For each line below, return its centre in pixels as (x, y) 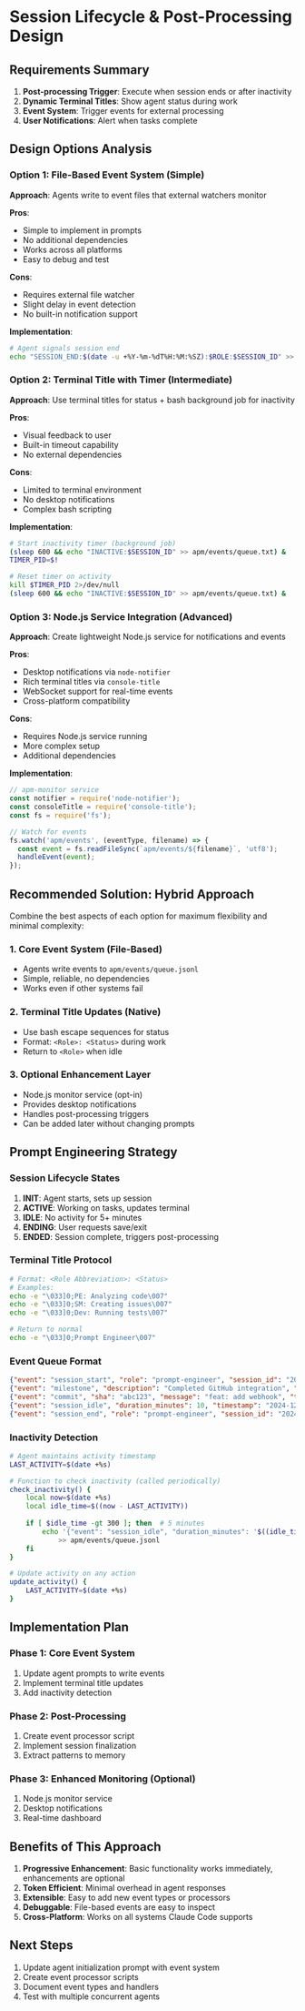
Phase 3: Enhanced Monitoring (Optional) (103, 1779)
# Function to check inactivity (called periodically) (115, 1481)
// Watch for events (49, 832)
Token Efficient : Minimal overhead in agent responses (124, 1888)
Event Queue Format (56, 1361)
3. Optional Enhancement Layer (80, 1074)
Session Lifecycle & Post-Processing (151, 17)
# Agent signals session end (64, 348)
